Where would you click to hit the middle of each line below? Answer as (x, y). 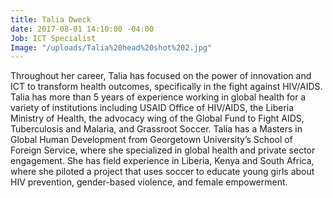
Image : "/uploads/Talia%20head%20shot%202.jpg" (111, 47)
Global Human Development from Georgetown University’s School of (151, 140)
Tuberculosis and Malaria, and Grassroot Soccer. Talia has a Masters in (156, 129)
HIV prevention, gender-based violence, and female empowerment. (149, 182)
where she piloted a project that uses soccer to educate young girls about (162, 172)
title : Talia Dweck (51, 19)
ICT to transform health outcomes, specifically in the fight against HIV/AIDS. (166, 87)
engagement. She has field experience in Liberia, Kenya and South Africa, (162, 161)
